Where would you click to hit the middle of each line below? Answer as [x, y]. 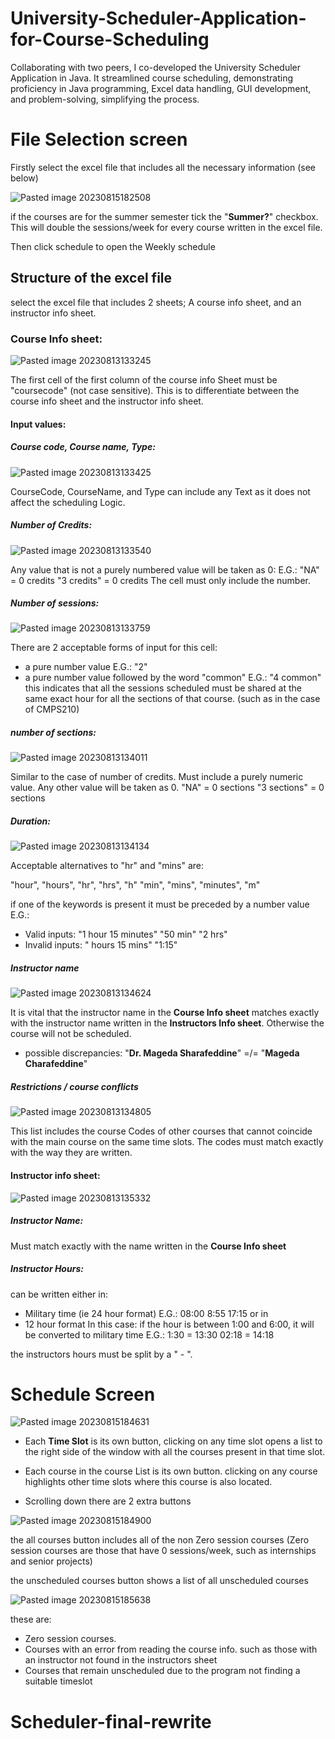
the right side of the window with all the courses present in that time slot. [175, 1452]
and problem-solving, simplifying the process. [105, 99]
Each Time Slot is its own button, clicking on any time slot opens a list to [173, 1441]
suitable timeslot [58, 1681]
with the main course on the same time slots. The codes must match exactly [167, 1142]
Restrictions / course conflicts [74, 1086]
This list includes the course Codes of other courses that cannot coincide [161, 1131]
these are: [31, 1619]
